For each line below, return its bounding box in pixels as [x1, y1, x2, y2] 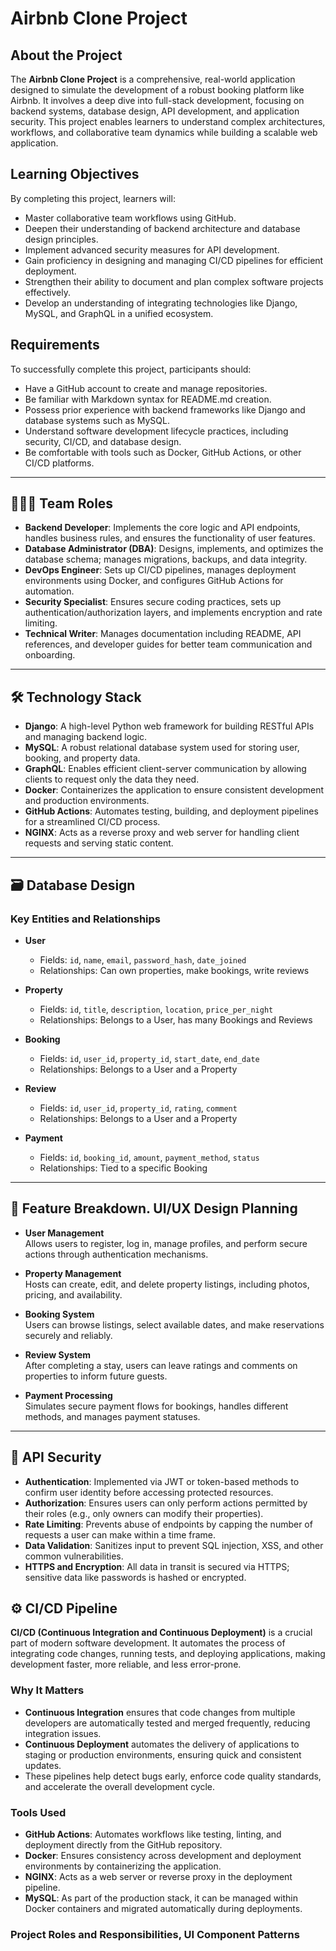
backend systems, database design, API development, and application [10, 105, 300, 117]
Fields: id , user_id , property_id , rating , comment [39, 1102, 238, 1114]
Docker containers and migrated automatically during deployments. [24, 1902, 303, 1914]
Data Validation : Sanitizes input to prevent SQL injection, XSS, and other [24, 1539, 324, 1551]
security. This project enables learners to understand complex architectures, [10, 116, 326, 127]
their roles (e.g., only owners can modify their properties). [24, 1507, 264, 1519]
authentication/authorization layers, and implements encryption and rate [24, 607, 323, 619]
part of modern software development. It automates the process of [10, 1637, 286, 1649]
